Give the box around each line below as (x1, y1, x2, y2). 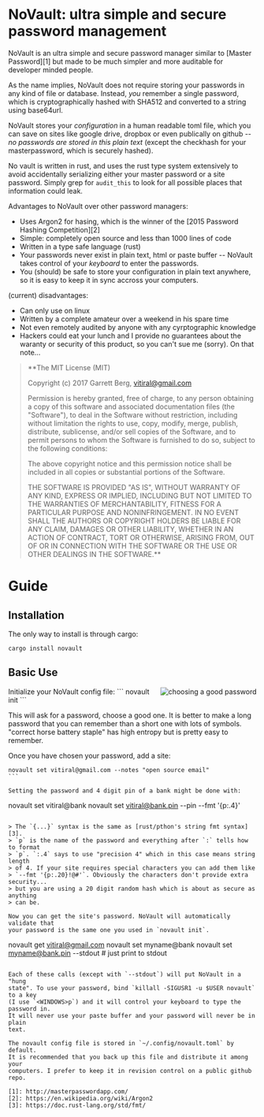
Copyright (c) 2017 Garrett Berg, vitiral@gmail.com (27, 378, 192, 388)
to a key (8, 991, 37, 999)
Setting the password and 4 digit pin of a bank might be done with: (8, 786, 242, 795)
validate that (8, 919, 55, 927)
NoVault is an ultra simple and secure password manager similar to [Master (8, 48, 252, 58)
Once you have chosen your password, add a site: (8, 751, 171, 760)
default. (8, 1046, 37, 1054)
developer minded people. (8, 65, 94, 74)
